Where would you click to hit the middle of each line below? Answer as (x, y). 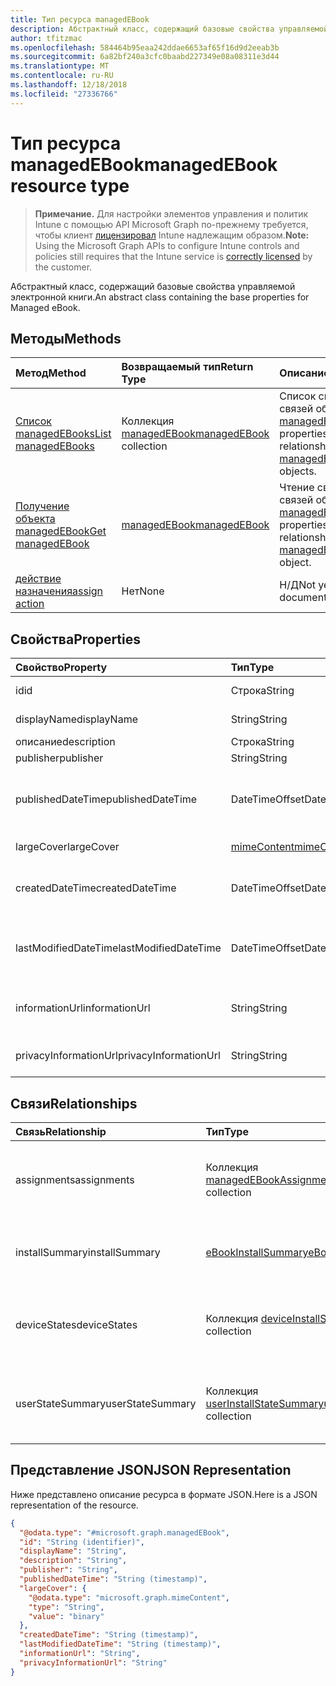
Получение (42, 506)
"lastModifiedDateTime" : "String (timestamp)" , (120, 1644)
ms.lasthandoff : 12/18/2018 (69, 85)
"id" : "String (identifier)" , (82, 1542)
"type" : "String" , (66, 1607)
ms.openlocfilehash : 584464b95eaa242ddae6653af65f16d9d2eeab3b (145, 47)
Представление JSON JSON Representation (151, 1470)
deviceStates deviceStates (76, 1324)
